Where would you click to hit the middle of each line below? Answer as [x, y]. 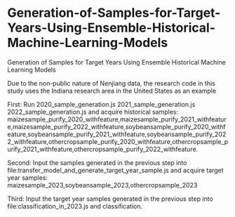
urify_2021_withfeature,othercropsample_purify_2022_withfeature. [103, 149]
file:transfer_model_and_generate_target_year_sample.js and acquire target [115, 170]
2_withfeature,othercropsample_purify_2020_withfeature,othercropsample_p [118, 141]
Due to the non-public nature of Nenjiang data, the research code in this [111, 83]
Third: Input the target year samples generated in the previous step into [110, 199]
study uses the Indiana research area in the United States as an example [112, 91]
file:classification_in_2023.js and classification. [75, 206]
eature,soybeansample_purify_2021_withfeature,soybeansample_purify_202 [117, 134]
